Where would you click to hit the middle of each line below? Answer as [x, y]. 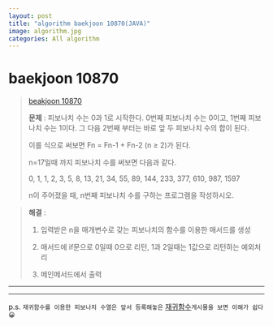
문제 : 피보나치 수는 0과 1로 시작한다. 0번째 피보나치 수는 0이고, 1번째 [137, 118]
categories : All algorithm [54, 39]
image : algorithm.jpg [45, 31]
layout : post [30, 16]
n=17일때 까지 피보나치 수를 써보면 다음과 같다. [102, 162]
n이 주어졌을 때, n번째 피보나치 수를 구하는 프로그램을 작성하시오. [131, 195]
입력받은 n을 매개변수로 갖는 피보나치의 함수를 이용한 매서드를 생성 [145, 230]
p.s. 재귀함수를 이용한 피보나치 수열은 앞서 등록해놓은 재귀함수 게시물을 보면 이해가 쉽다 [136, 307]
